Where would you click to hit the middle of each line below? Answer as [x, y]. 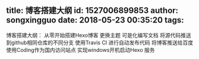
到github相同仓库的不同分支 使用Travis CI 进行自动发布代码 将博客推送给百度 [100, 42]
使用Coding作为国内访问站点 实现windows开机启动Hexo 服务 [80, 50]
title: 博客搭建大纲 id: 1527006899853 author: [92, 11]
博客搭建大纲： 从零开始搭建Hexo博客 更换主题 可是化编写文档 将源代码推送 [99, 35]
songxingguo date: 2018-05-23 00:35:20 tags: [95, 20]
